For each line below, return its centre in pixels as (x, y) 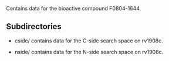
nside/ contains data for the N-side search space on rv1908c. (89, 52)
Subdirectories (34, 26)
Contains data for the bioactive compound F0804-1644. (74, 8)
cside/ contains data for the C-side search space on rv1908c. (89, 41)
